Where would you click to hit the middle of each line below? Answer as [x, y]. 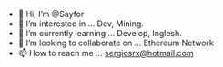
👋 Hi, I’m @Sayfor [51, 14]
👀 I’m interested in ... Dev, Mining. [81, 24]
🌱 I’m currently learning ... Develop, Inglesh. [100, 33]
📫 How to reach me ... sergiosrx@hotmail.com [106, 53]
